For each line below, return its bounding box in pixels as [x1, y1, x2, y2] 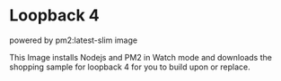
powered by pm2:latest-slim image [9, 35, 137, 45]
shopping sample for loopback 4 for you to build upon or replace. [9, 61, 251, 72]
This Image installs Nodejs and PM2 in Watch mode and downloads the [9, 52, 272, 62]
